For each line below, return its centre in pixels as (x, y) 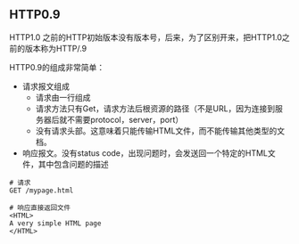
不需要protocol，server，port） (125, 119)
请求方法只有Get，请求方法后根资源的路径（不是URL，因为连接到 (155, 108)
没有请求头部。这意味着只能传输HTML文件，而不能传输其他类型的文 (160, 130)
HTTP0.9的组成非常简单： (57, 67)
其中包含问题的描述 (73, 164)
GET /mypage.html (42, 191)
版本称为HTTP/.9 (56, 48)
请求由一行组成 (63, 97)
